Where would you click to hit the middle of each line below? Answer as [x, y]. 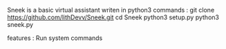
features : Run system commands [55, 38]
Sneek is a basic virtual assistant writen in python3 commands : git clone [111, 10]
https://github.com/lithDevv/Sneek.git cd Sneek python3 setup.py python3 [113, 17]
